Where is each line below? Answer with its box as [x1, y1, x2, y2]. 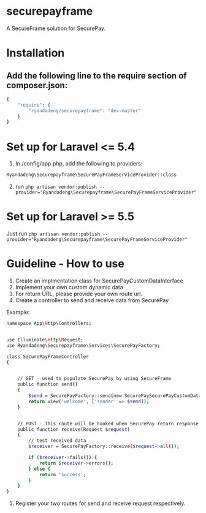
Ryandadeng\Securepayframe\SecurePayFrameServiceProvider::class [6, 172, 177, 178]
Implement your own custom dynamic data [15, 284, 124, 291]
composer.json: [6, 80, 68, 90]
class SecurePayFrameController [6, 354, 89, 360]
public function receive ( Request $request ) [17, 426, 131, 433]
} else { [28, 466, 51, 472]
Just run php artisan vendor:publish [6, 230, 101, 237]
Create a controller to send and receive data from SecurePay [15, 297, 169, 304]
